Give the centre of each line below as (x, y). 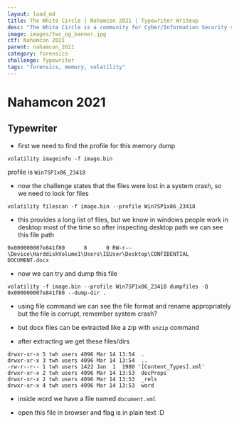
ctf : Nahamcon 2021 (36, 41)
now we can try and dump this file (67, 273)
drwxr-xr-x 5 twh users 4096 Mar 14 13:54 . (76, 354)
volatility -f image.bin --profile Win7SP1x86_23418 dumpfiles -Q (108, 286)
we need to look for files (53, 193)
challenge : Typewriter (41, 61)
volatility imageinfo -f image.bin (60, 159)
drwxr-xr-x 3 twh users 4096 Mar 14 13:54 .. (78, 361)
